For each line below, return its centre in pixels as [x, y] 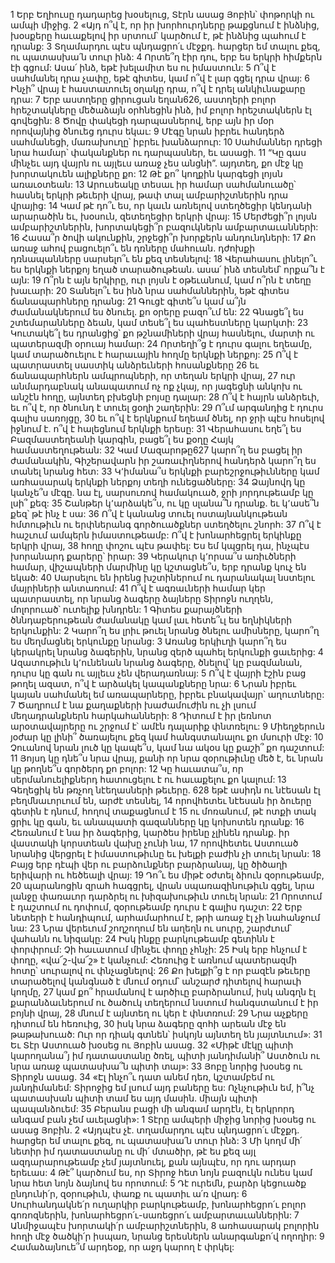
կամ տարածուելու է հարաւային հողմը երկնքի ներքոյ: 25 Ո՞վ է [154, 354]
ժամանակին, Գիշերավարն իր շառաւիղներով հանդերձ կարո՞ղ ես [163, 460]
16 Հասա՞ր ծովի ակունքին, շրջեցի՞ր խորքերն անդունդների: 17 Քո [163, 237]
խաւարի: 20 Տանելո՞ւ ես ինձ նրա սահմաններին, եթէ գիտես [150, 290]
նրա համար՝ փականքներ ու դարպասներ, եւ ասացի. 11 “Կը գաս [158, 152]
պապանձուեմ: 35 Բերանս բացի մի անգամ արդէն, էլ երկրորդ [152, 1108]
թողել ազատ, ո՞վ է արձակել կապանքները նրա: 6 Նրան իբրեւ [153, 683]
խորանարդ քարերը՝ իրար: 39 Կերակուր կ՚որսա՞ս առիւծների [153, 556]
